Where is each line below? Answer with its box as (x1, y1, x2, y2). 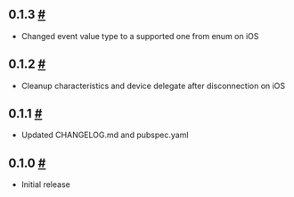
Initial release (20, 179, 70, 190)
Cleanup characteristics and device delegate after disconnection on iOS (20, 80, 286, 91)
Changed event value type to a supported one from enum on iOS (20, 30, 259, 41)
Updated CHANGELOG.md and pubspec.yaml (20, 129, 189, 141)
